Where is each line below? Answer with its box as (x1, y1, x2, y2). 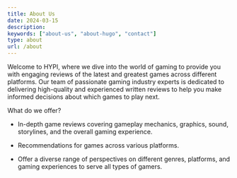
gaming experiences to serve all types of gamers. (17, 162, 163, 170)
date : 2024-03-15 (7, 17, 59, 24)
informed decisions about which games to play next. (7, 93, 161, 101)
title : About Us (7, 10, 55, 18)
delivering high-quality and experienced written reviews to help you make (7, 85, 222, 93)
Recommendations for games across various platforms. (17, 141, 179, 149)
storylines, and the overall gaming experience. (17, 128, 153, 136)
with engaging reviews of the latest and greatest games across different (7, 70, 217, 78)
